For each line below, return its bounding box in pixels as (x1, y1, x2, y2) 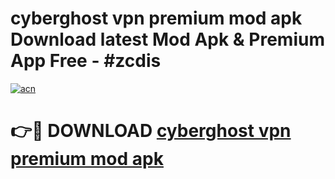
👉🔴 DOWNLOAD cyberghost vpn (10, 120, 292, 142)
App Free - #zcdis (10, 50, 162, 72)
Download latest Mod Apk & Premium (10, 28, 325, 51)
